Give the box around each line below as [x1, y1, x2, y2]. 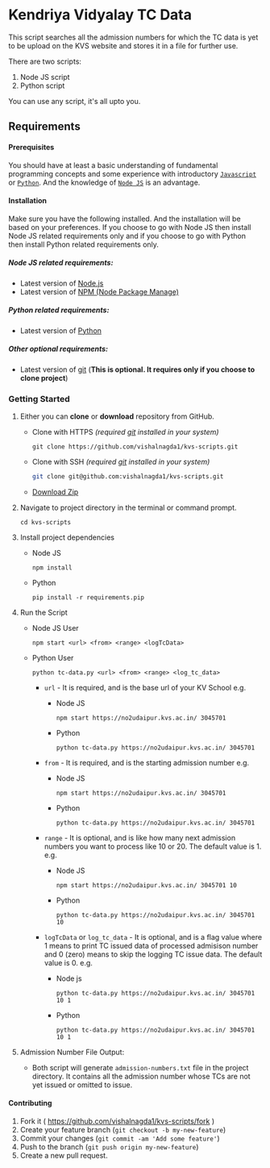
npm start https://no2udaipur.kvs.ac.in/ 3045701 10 [56, 881, 238, 889]
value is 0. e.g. [44, 957, 93, 967]
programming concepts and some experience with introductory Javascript [8, 169, 256, 178]
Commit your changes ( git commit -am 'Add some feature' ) [19, 1133, 220, 1143]
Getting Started [8, 393, 70, 404]
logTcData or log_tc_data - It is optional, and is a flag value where [44, 932, 263, 941]
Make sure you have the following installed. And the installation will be [8, 214, 241, 223]
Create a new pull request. [19, 1151, 108, 1161]
